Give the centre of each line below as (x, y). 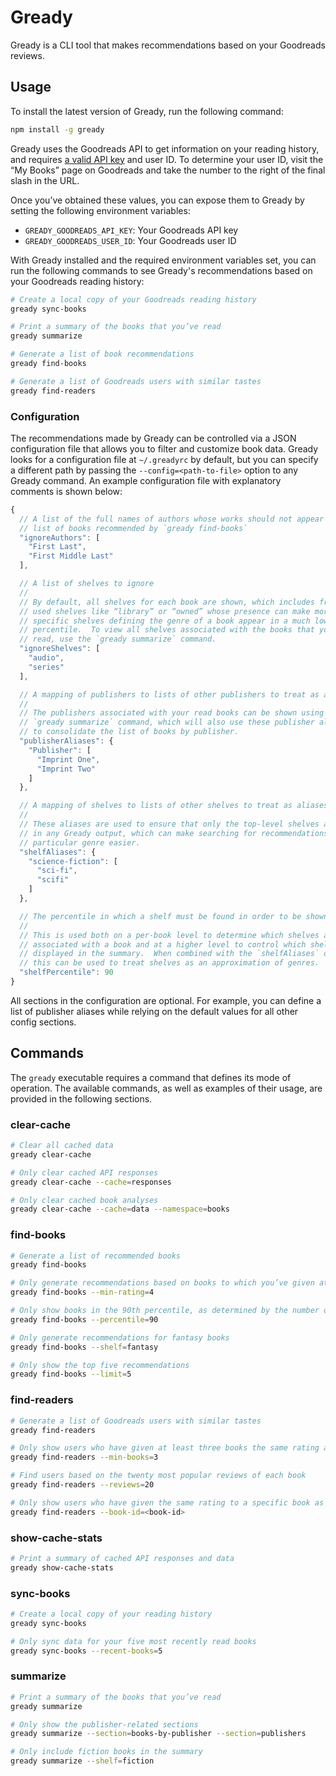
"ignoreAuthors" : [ (60, 537)
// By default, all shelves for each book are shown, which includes (167, 602)
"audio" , (46, 658)
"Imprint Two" (66, 769)
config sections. (43, 1022)
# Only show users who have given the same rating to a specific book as (167, 1502)
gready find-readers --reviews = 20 (82, 1485)
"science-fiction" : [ (73, 861)
